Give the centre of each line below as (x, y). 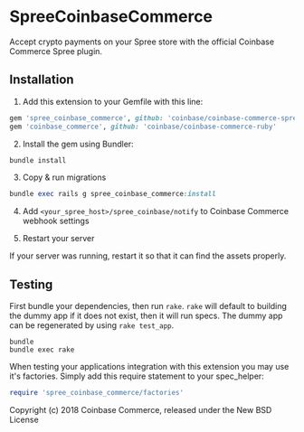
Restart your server (58, 239)
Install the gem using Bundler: (78, 144)
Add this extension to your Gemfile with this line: (113, 101)
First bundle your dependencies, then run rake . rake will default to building (148, 306)
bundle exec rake (42, 350)
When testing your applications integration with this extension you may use (149, 367)
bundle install (38, 160)
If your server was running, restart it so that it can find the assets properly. (148, 256)
